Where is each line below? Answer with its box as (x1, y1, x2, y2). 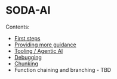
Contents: (5, 23, 30, 30)
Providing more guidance (14, 41, 76, 48)
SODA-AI (5, 4, 51, 17)
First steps (14, 34, 41, 42)
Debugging (14, 53, 42, 61)
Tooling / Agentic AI (14, 47, 63, 54)
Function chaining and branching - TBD (14, 66, 112, 73)
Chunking (14, 60, 38, 67)
